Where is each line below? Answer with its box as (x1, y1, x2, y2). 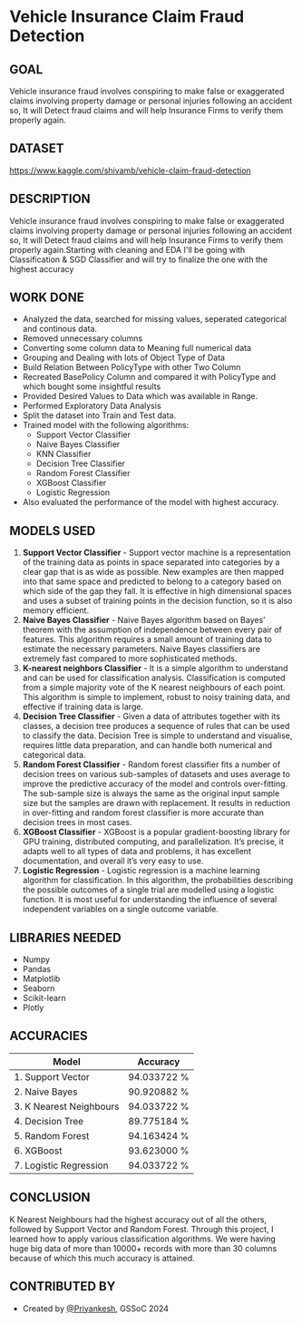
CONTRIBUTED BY (9, 1279, 116, 1294)
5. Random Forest (14, 1129, 90, 1142)
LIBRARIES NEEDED (9, 929, 122, 945)
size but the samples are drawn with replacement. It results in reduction (22, 798, 290, 809)
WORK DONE (9, 290, 84, 306)
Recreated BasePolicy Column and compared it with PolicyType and (22, 372, 277, 383)
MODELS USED (9, 523, 96, 539)
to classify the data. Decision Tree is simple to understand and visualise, (22, 730, 293, 741)
